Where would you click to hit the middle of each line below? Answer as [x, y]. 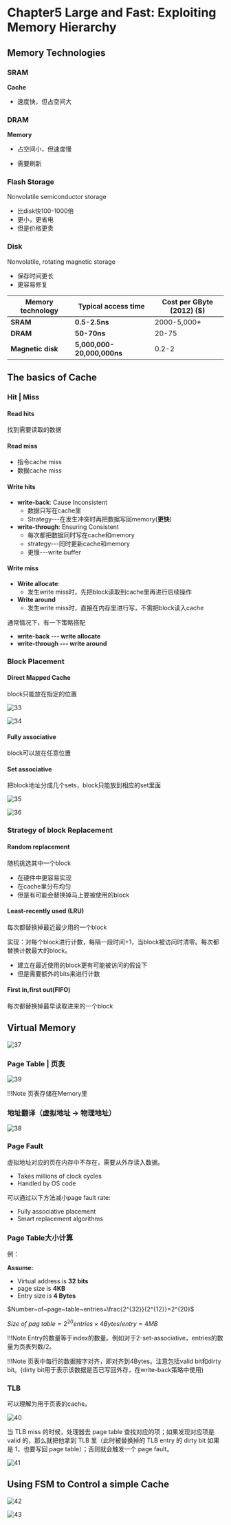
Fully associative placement [56, 1211]
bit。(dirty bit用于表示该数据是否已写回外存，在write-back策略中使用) [106, 1369]
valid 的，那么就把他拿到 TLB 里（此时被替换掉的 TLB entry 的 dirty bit [107, 1440]
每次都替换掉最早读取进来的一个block [60, 1006]
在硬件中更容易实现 [44, 878]
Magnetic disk [34, 349]
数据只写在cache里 [54, 510]
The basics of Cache [52, 378]
